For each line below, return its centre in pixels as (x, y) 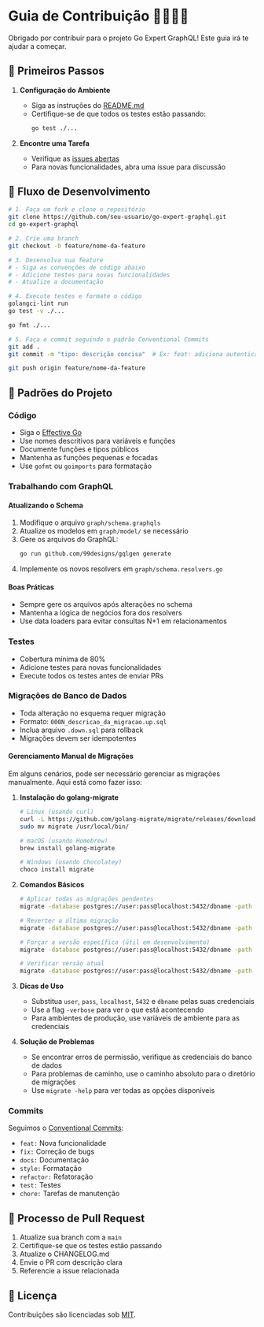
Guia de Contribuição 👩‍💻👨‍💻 (99, 16)
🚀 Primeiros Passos (56, 71)
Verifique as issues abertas (75, 158)
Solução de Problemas (57, 1042)
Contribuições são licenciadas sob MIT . (72, 1314)
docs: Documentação (54, 1160)
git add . (24, 347)
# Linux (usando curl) (57, 812)
